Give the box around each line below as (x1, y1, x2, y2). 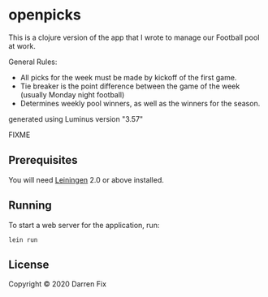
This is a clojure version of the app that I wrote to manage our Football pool (8, 32, 260, 42)
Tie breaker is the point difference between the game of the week (19, 81, 240, 91)
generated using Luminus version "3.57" (8, 114, 144, 123)
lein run (8, 235, 38, 244)
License (8, 257, 50, 271)
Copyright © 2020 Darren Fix (8, 279, 107, 289)
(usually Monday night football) (19, 89, 125, 99)
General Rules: (8, 57, 58, 67)
